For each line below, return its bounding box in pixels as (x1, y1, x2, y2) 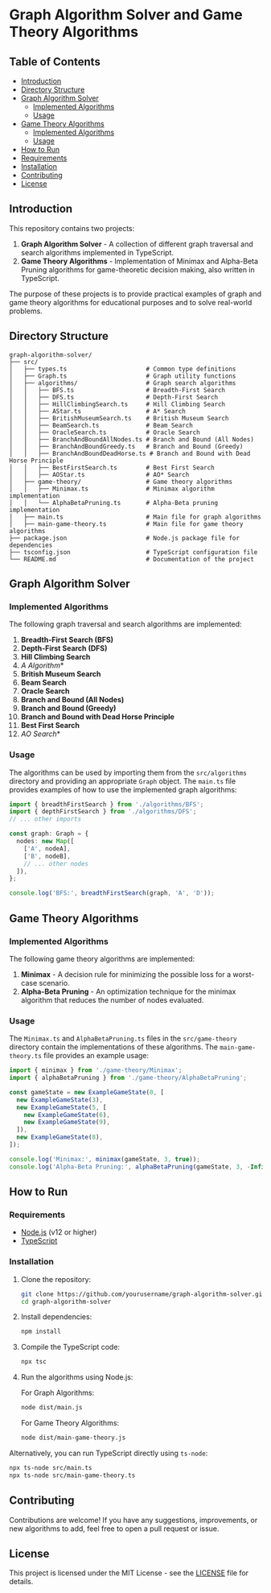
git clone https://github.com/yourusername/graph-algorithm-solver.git (20, 1290, 266, 1298)
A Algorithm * (20, 660, 64, 670)
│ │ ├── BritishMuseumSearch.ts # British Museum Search (9, 414, 229, 422)
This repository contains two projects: (9, 223, 135, 233)
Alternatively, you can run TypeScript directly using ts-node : (9, 1448, 208, 1458)
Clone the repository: (20, 1274, 92, 1284)
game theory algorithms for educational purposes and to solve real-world (9, 297, 253, 307)
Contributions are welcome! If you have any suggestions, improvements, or (9, 1515, 258, 1525)
